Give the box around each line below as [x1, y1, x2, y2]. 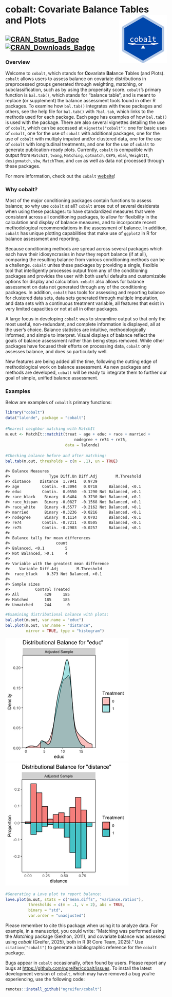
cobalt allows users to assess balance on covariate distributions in [5, 76, 146, 82]
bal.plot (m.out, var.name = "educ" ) [5, 618, 84, 623]
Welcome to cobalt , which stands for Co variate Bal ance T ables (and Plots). [5, 70, 165, 76]
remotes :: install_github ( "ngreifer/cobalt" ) [5, 987, 102, 992]
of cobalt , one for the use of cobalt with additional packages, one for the [5, 130, 160, 136]
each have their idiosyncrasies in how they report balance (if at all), [5, 251, 148, 258]
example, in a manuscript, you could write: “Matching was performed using [5, 928, 164, 934]
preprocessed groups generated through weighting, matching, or [5, 81, 143, 87]
